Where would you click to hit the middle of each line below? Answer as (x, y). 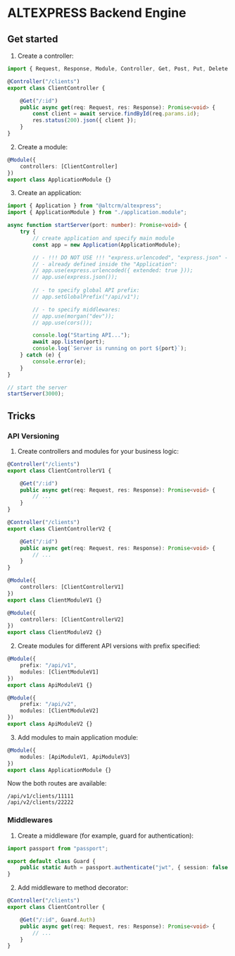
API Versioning (33, 436)
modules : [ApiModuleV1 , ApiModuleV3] (75, 757)
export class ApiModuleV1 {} (50, 685)
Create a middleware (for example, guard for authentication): (106, 836)
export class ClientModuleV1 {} (55, 600)
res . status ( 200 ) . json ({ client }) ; (85, 120)
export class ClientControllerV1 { (59, 471)
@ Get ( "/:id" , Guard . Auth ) (58, 920)
